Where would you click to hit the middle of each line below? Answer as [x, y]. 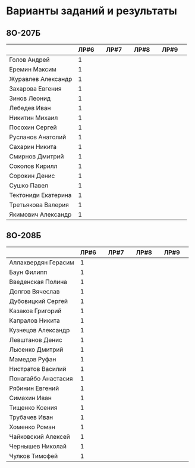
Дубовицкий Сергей [39, 301]
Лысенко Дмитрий [36, 350]
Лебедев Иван [30, 108]
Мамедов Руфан [33, 359]
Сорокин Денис [32, 176]
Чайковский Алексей [40, 436]
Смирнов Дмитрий [37, 156]
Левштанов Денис [36, 339]
